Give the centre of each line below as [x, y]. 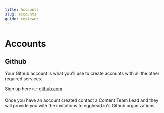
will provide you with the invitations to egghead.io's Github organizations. [81, 106]
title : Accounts [22, 10]
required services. [24, 79]
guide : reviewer [22, 19]
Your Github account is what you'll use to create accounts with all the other [82, 74]
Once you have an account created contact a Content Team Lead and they [82, 100]
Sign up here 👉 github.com [34, 89]
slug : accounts [21, 14]
